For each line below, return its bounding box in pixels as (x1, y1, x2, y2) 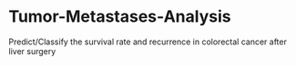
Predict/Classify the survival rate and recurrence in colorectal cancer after (8, 36, 288, 47)
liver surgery (8, 45, 56, 56)
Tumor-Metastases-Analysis (8, 6, 231, 27)
